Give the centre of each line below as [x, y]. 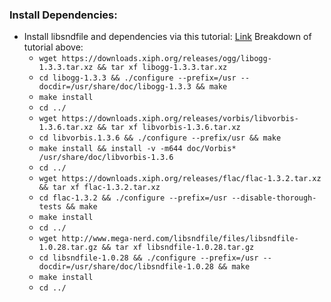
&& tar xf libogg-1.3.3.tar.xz [162, 68]
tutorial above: [53, 47]
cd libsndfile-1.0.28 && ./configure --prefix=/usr [148, 258]
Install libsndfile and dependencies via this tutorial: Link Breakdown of [167, 37]
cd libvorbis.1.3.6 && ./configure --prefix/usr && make [160, 138]
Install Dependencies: [63, 15]
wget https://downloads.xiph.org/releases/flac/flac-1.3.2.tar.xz [180, 179]
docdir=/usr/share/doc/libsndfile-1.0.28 [126, 267]
